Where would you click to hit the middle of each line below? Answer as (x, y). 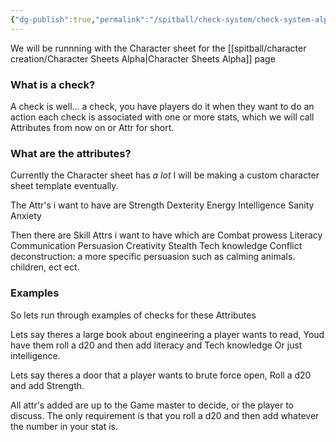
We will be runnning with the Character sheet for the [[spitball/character (158, 48)
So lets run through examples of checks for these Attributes (133, 315)
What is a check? (53, 84)
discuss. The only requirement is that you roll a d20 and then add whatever (165, 415)
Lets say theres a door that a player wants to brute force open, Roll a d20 (161, 375)
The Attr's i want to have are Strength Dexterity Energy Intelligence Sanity (162, 205)
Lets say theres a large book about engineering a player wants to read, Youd (167, 334)
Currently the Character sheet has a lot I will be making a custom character (165, 175)
